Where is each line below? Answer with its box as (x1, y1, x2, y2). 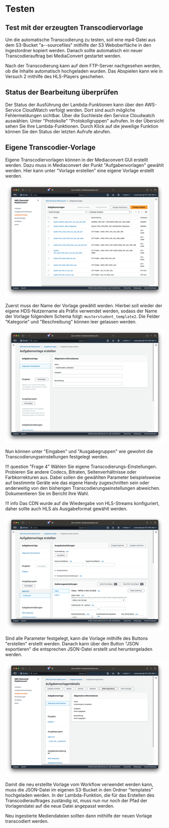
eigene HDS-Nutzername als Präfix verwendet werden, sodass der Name (5, 308, 157, 314)
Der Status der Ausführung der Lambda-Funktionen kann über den (5, 101, 144, 107)
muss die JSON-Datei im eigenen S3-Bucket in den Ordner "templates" (5, 786, 153, 793)
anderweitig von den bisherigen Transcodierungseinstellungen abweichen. (5, 485, 160, 491)
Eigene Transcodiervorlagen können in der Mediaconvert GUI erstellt (5, 157, 148, 163)
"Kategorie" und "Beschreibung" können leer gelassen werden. (5, 318, 137, 325)
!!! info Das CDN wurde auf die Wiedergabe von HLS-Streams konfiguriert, (5, 500, 160, 507)
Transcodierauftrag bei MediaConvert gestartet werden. (5, 53, 122, 59)
